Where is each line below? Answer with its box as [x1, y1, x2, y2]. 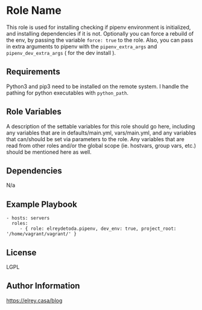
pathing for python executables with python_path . [6, 89, 128, 96]
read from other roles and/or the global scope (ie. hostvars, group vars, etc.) [6, 142, 197, 149]
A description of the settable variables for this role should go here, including [6, 122, 195, 130]
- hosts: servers [6, 215, 50, 221]
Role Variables [6, 107, 62, 117]
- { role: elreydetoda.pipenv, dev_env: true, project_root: [19, 226, 177, 232]
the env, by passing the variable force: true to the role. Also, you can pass [6, 36, 194, 43]
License [6, 247, 37, 258]
